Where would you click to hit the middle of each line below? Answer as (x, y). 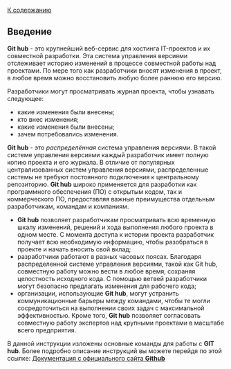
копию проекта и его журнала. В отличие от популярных (91, 162)
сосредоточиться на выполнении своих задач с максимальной (111, 308)
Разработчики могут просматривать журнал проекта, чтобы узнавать (111, 91)
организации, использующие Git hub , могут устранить (98, 293)
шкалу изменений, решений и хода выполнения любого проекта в (115, 227)
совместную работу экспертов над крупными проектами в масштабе (121, 323)
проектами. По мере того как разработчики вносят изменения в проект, (115, 70)
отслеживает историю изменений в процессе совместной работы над (112, 63)
